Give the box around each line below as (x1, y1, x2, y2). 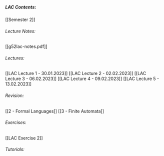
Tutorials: (5, 146, 25, 152)
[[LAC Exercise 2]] (5, 135, 43, 141)
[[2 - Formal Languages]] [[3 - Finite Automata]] (5, 108, 104, 114)
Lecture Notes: (5, 28, 36, 34)
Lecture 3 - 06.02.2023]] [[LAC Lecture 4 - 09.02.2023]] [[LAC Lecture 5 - (5, 75, 159, 82)
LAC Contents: (5, 4, 36, 10)
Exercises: (5, 119, 26, 125)
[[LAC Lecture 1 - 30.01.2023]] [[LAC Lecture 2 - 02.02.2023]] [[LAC (5, 70, 146, 76)
